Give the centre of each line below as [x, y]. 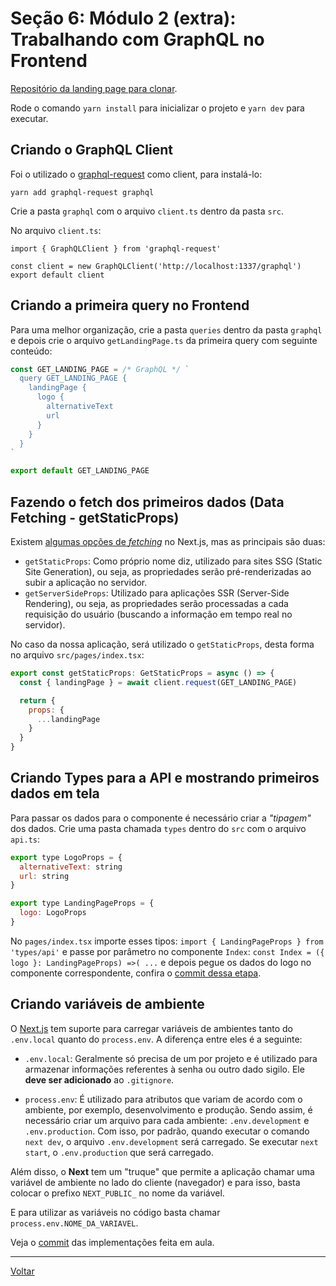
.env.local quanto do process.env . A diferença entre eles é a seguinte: [156, 1039]
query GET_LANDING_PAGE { [73, 378]
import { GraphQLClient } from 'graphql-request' [116, 248]
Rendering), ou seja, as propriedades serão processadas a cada [156, 603]
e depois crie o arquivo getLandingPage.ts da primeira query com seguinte [164, 340]
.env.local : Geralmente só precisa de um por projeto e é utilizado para [171, 1058]
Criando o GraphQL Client [91, 150]
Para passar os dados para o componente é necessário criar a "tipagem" [161, 818]
